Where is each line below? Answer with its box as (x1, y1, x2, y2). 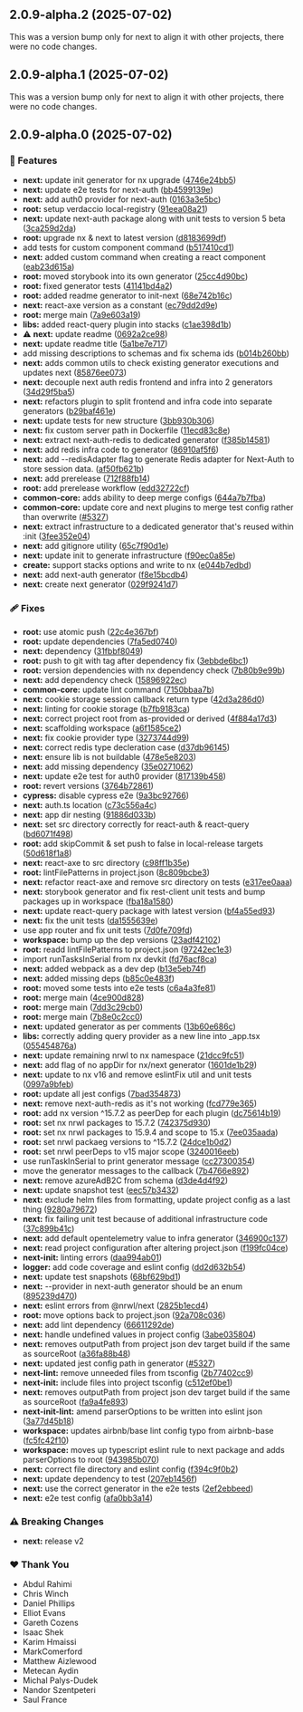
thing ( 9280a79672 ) (22, 1204, 98, 1215)
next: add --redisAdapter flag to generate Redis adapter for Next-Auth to (22, 454, 295, 465)
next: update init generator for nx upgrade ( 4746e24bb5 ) (22, 175, 237, 186)
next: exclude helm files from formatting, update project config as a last (22, 1194, 291, 1205)
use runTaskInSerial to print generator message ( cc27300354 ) (22, 1155, 256, 1167)
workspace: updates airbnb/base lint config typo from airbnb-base (22, 1425, 274, 1436)
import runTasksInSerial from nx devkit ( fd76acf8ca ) (22, 953, 218, 964)
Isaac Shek (22, 1627, 64, 1638)
